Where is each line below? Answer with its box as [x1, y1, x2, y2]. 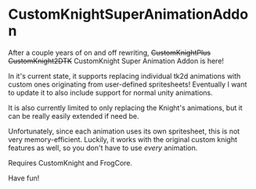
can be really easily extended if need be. [8, 111, 139, 120]
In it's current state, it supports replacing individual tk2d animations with [8, 71, 241, 80]
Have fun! [8, 173, 40, 183]
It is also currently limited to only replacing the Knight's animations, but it [8, 103, 243, 112]
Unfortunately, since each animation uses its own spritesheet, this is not [8, 127, 240, 136]
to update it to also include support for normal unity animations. [8, 87, 213, 97]
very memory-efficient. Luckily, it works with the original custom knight [8, 134, 237, 144]
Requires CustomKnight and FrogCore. [8, 158, 133, 167]
